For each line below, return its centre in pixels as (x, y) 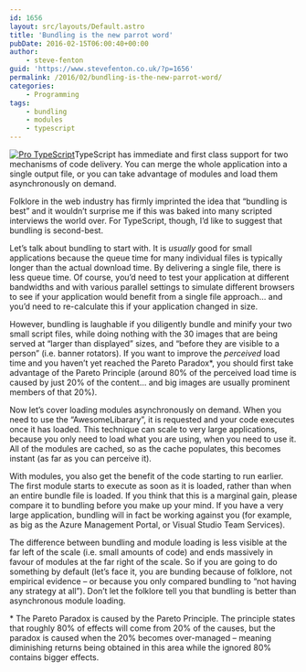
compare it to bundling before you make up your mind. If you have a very (147, 505)
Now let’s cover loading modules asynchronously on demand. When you (145, 410)
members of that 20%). (53, 392)
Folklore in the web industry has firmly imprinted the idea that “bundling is (148, 201)
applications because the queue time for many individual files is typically (146, 258)
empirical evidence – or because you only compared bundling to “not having (153, 581)
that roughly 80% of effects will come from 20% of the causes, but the (142, 628)
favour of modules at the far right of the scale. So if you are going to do (143, 562)
